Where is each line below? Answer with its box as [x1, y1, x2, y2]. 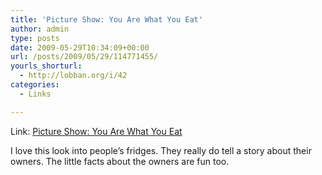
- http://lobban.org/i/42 [19, 71, 128, 81]
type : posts [10, 33, 60, 43]
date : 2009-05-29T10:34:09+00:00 [10, 42, 150, 53]
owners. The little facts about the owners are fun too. [10, 155, 230, 167]
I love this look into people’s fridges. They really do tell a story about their [10, 144, 312, 156]
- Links [19, 89, 52, 99]
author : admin [10, 24, 70, 34]
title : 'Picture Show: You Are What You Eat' [10, 14, 203, 25]
